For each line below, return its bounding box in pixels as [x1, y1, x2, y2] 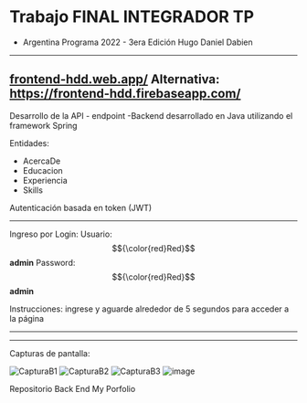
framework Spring [9, 120, 78, 131]
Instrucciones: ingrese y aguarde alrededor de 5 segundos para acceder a [9, 303, 290, 314]
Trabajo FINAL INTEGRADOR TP [9, 6, 254, 27]
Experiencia [22, 175, 69, 186]
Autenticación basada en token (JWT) [9, 202, 153, 213]
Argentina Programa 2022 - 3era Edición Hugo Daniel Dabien [22, 37, 253, 48]
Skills [22, 185, 44, 196]
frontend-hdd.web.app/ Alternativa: [9, 71, 220, 88]
